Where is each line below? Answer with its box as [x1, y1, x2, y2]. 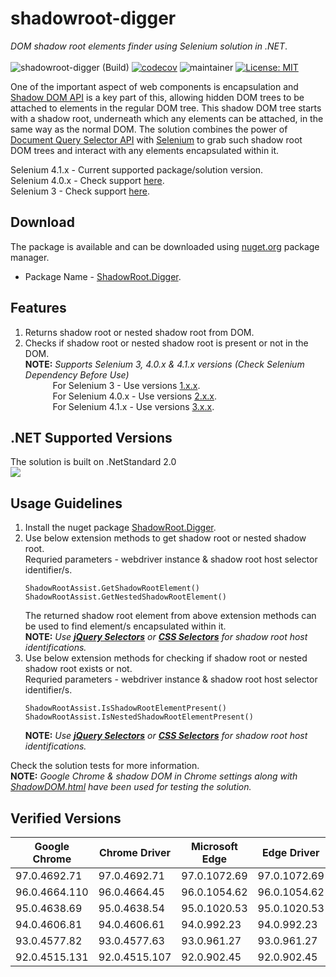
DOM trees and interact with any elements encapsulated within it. [10, 144, 280, 156]
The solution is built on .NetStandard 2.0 [10, 456, 177, 468]
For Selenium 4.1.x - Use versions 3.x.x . [52, 400, 215, 412]
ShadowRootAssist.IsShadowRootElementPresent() [24, 703, 227, 714]
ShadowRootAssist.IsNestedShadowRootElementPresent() [24, 712, 254, 722]
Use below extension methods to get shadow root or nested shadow [24, 532, 307, 544]
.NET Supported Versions [10, 429, 173, 446]
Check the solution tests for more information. [10, 760, 200, 772]
